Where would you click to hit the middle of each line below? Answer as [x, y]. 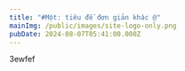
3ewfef [22, 59]
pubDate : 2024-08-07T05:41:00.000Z [75, 34]
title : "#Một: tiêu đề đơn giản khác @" [85, 17]
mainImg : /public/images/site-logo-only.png [93, 26]
